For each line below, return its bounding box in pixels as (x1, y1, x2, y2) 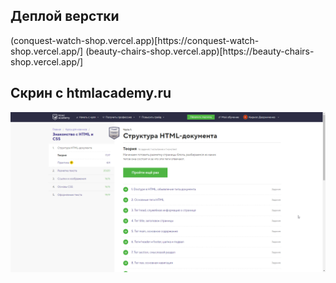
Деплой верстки (10, 8, 120, 25)
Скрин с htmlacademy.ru (10, 85, 172, 102)
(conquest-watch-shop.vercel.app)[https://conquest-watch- (10, 34, 260, 46)
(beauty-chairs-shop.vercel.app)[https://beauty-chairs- (85, 45, 315, 57)
